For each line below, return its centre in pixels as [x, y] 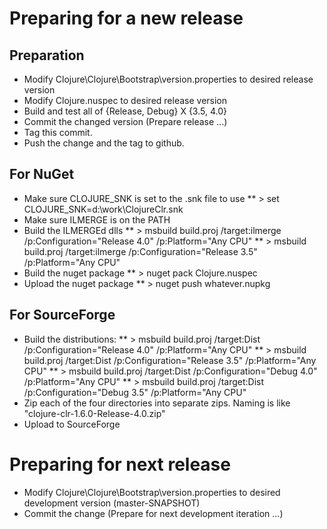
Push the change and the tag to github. [104, 143]
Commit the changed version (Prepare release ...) [125, 121]
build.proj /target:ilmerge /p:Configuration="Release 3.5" [140, 251]
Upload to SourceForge [72, 424]
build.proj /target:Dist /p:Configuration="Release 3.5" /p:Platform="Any [170, 360]
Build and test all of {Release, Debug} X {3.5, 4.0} [125, 111]
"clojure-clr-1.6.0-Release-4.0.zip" [94, 413]
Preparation [47, 55]
